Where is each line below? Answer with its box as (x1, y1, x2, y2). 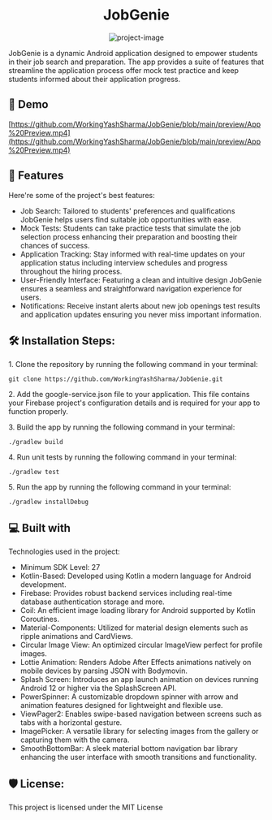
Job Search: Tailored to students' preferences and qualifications (19, 205, 235, 216)
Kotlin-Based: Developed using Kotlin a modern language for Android (19, 571, 252, 581)
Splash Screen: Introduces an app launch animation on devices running (19, 675, 259, 684)
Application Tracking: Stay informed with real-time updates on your (19, 249, 245, 259)
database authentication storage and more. (19, 597, 165, 606)
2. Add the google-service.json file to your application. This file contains (8, 390, 250, 399)
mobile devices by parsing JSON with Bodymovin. (19, 666, 188, 675)
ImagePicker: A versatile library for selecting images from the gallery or (19, 727, 259, 736)
